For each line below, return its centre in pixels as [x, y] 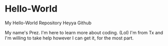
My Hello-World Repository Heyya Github [48, 23]
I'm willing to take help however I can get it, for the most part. [69, 38]
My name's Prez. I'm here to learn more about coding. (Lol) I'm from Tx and [84, 32]
